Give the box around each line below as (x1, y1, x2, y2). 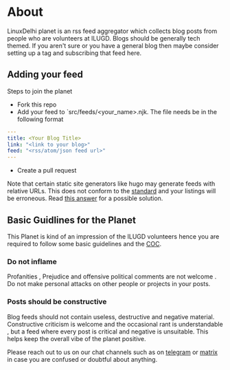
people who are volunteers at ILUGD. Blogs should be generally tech (7, 34, 200, 42)
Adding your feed (7, 69, 84, 80)
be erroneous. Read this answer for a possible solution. (7, 194, 163, 203)
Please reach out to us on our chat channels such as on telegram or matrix (7, 348, 218, 356)
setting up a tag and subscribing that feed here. (7, 49, 142, 57)
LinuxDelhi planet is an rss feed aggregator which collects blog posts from (7, 27, 218, 35)
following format (16, 115, 64, 123)
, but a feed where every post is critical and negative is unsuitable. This (7, 327, 209, 336)
